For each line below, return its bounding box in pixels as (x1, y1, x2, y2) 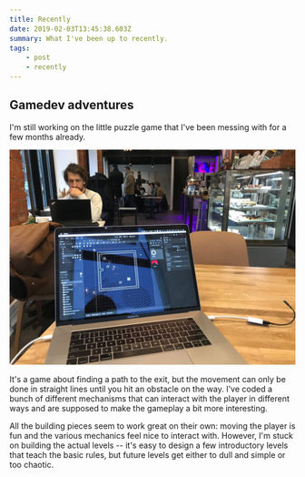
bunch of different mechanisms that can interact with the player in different (9, 392, 290, 404)
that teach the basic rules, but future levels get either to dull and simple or (9, 449, 286, 460)
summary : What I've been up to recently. (9, 34, 169, 43)
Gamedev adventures (9, 97, 134, 113)
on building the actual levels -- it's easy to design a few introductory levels (9, 440, 289, 451)
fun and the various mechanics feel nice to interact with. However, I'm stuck (9, 430, 293, 441)
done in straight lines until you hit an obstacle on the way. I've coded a (9, 383, 273, 394)
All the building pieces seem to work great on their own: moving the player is (9, 420, 296, 431)
